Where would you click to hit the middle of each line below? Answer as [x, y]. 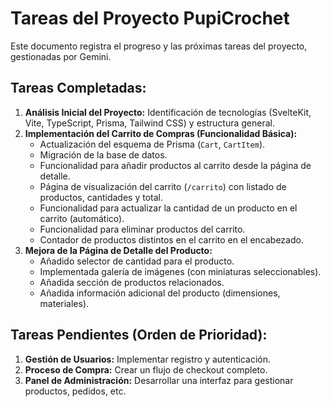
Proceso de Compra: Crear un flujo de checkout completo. [146, 369]
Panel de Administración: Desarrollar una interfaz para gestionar [159, 380]
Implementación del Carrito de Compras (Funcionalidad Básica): [161, 133]
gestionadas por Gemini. [61, 56]
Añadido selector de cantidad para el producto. [137, 261]
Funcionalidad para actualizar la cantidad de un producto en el [168, 208]
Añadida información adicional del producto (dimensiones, [160, 293]
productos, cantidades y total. [101, 197]
